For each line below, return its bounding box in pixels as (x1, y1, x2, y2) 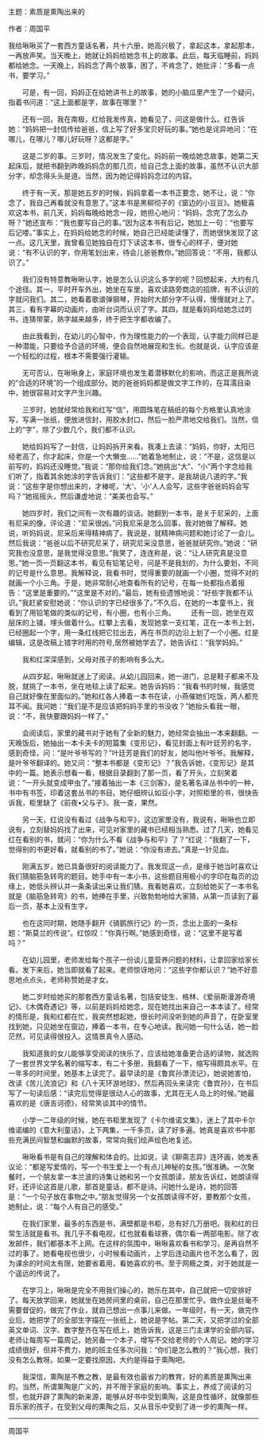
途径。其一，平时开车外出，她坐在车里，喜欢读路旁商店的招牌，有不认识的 (14, 285, 259, 294)
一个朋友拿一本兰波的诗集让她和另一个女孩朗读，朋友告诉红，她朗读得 (29, 1172, 259, 1181)
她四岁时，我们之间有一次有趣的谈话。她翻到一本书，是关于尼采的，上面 (21, 509, 259, 517)
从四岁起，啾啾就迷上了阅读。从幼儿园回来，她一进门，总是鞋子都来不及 (21, 672, 259, 681)
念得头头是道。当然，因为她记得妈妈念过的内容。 (35, 171, 196, 181)
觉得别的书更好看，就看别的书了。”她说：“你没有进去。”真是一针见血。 (8, 844, 234, 854)
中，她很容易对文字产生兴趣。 (8, 388, 106, 397)
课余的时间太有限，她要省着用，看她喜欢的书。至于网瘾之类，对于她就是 (14, 1258, 252, 1268)
